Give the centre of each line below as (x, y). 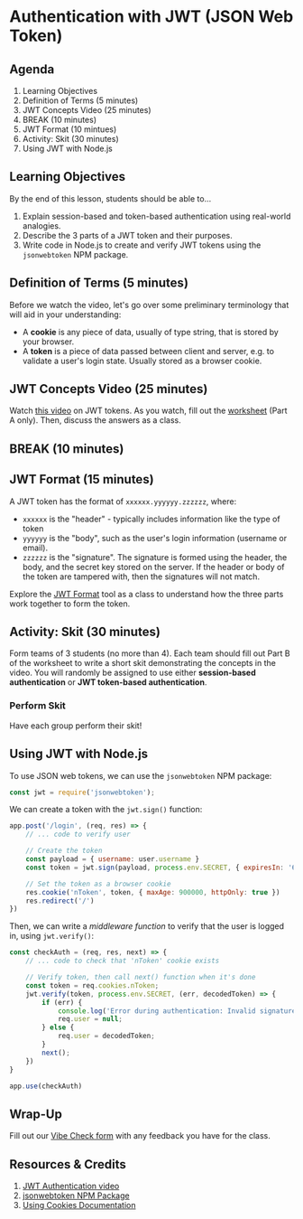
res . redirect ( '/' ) (60, 901)
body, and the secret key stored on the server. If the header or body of (154, 567)
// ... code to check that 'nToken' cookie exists (123, 961)
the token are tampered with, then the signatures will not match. (141, 577)
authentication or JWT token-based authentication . (108, 682)
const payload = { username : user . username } (113, 859)
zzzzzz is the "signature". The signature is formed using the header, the (155, 557)
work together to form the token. (70, 604)
